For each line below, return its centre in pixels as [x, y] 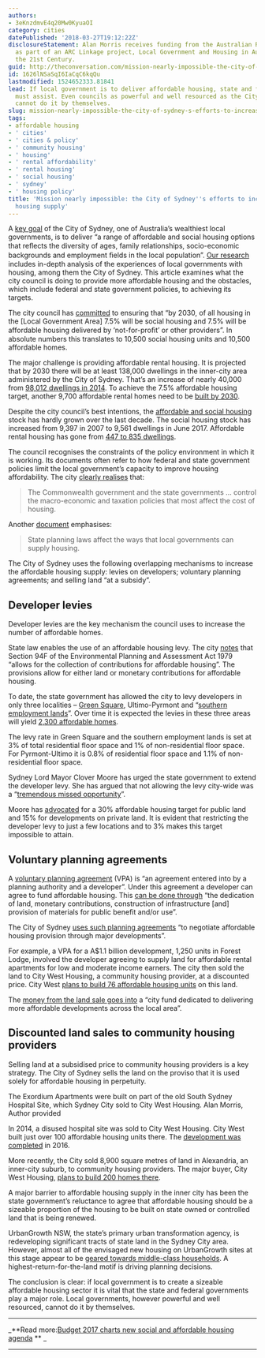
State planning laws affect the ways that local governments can [131, 540]
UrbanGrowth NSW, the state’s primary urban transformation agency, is [124, 1233]
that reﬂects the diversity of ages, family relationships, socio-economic [124, 246]
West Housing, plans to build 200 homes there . [85, 1177]
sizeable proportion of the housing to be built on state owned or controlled [129, 1209]
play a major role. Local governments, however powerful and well [114, 1298]
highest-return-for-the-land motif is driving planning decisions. [110, 1266]
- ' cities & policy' [44, 140]
